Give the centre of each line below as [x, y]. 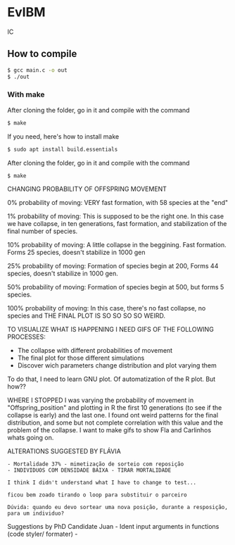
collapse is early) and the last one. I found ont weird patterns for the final [113, 415]
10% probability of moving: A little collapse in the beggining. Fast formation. [117, 245]
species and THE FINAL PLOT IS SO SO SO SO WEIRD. [86, 316]
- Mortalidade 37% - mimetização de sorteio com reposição [96, 464]
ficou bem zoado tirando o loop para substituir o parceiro [97, 495]
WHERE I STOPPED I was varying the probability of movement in [101, 400]
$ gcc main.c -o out [38, 70]
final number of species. [43, 231]
